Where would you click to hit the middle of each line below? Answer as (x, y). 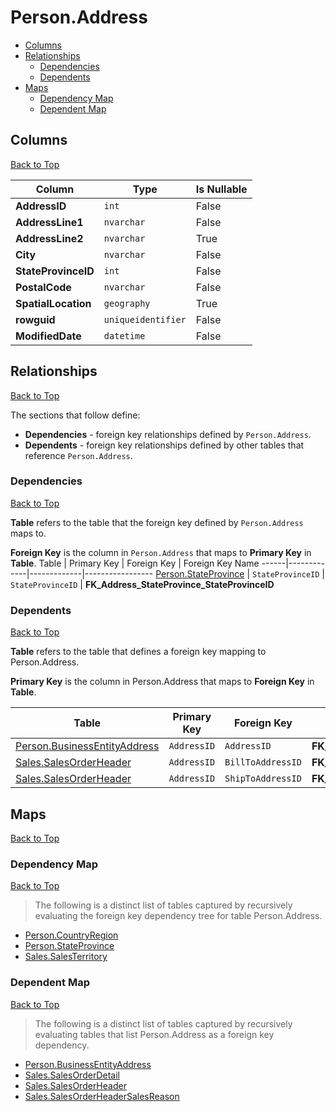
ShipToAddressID (263, 779)
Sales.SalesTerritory (66, 957)
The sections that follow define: (75, 415)
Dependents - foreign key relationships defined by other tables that (164, 445)
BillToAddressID (263, 762)
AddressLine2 (49, 238)
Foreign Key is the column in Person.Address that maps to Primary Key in (161, 552)
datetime (124, 335)
